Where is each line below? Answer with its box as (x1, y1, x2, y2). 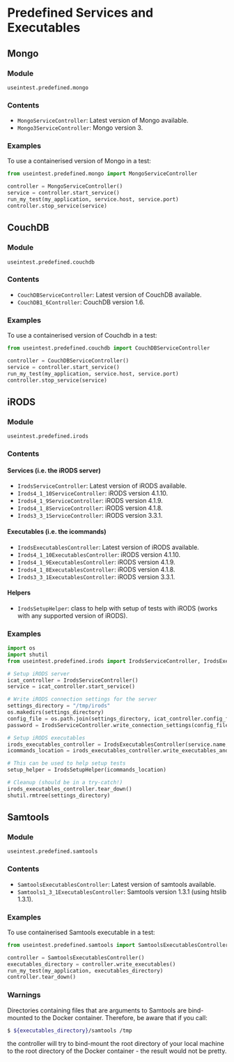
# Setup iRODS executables (7, 734, 86, 741)
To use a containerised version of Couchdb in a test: (7, 331, 157, 340)
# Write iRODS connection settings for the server (7, 696, 157, 703)
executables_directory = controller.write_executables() (7, 961, 176, 968)
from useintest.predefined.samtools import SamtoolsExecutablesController (7, 941, 229, 948)
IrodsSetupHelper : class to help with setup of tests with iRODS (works (17, 604, 218, 612)
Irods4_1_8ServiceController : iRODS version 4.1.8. (17, 504, 163, 512)
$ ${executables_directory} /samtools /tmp (7, 1027, 132, 1034)
